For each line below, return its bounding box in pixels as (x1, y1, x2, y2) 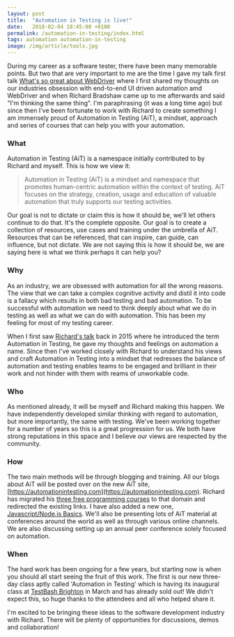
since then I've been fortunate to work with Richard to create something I (7, 106, 217, 114)
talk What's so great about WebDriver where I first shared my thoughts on (7, 77, 219, 84)
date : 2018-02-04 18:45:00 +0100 (7, 23, 111, 30)
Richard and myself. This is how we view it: (7, 162, 131, 170)
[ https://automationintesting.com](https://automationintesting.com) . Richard (7, 488, 225, 496)
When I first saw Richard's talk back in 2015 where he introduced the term (7, 332, 219, 340)
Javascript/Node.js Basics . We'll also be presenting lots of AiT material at (7, 510, 217, 518)
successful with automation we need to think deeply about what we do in (7, 303, 217, 312)
